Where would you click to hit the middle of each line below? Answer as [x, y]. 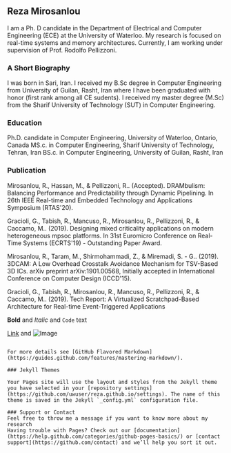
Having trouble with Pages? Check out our [69, 430]
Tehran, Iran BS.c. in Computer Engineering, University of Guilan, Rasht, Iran [115, 153]
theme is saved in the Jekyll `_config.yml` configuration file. [103, 400]
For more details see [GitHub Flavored [64, 351]
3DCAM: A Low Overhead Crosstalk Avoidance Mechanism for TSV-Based [113, 263]
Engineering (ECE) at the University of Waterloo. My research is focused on [114, 35]
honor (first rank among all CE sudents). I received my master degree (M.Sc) [115, 98]
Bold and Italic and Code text [47, 320]
